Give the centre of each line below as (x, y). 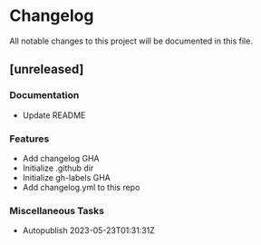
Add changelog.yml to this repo (81, 187)
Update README (54, 115)
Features (29, 139)
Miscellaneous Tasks (57, 211)
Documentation (44, 95)
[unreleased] (47, 69)
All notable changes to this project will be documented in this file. (131, 41)
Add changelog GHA (61, 158)
